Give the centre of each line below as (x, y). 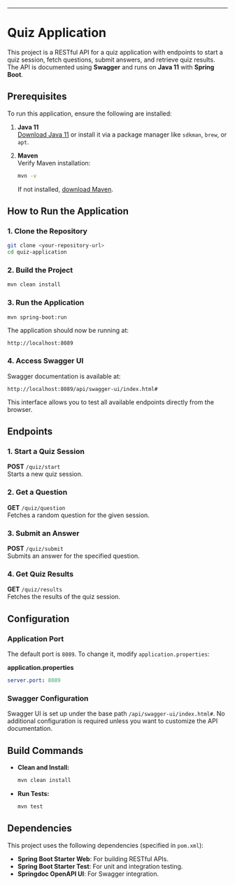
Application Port (36, 638)
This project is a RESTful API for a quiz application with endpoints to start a (115, 52)
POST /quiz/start (34, 467)
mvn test (30, 807)
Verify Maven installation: (54, 163)
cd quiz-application (37, 252)
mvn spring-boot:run (37, 317)
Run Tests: (33, 793)
